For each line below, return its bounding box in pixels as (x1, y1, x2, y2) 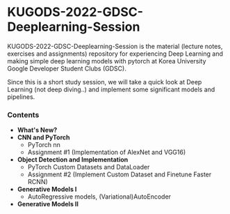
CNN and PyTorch (17, 133, 70, 142)
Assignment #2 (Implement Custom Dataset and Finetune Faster (27, 170, 212, 178)
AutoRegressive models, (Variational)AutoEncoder (27, 192, 172, 201)
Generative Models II (17, 200, 79, 208)
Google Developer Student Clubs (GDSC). (7, 64, 126, 72)
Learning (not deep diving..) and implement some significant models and (7, 85, 215, 93)
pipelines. (7, 92, 35, 101)
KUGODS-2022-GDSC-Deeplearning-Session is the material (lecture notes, (7, 42, 223, 50)
